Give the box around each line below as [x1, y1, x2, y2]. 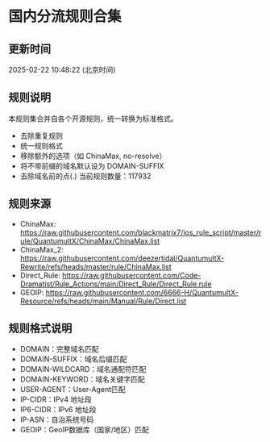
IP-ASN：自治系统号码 [19, 415, 94, 424]
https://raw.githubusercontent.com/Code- [61, 270, 201, 280]
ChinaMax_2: [19, 244, 64, 254]
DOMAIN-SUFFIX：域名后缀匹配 [19, 354, 127, 364]
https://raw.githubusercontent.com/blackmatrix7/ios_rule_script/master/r [19, 227, 262, 237]
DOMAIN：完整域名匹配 [19, 344, 99, 354]
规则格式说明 [8, 322, 73, 336]
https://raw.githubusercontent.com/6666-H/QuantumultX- [45, 287, 239, 297]
